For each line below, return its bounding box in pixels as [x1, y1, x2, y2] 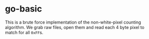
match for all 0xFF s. [5, 29, 44, 35]
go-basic [5, 3, 42, 14]
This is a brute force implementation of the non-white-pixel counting [5, 19, 141, 25]
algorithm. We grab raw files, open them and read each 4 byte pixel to [5, 24, 145, 30]
